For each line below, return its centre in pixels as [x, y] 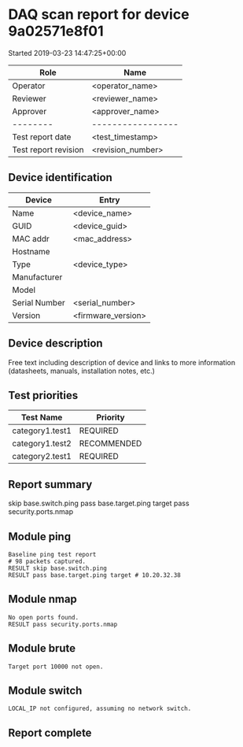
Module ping [40, 536]
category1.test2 [42, 444]
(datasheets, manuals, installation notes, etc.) [82, 371]
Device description [56, 344]
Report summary [50, 484]
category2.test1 [42, 457]
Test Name [42, 417]
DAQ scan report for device [99, 15]
